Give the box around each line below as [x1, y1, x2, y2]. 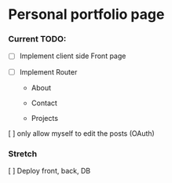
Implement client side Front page [19, 51, 126, 60]
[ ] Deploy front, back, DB [8, 166, 91, 175]
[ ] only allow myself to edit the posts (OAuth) [8, 128, 155, 138]
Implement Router [19, 67, 78, 76]
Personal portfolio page [8, 5, 165, 24]
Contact [31, 98, 57, 108]
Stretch [8, 148, 38, 159]
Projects [31, 113, 59, 123]
